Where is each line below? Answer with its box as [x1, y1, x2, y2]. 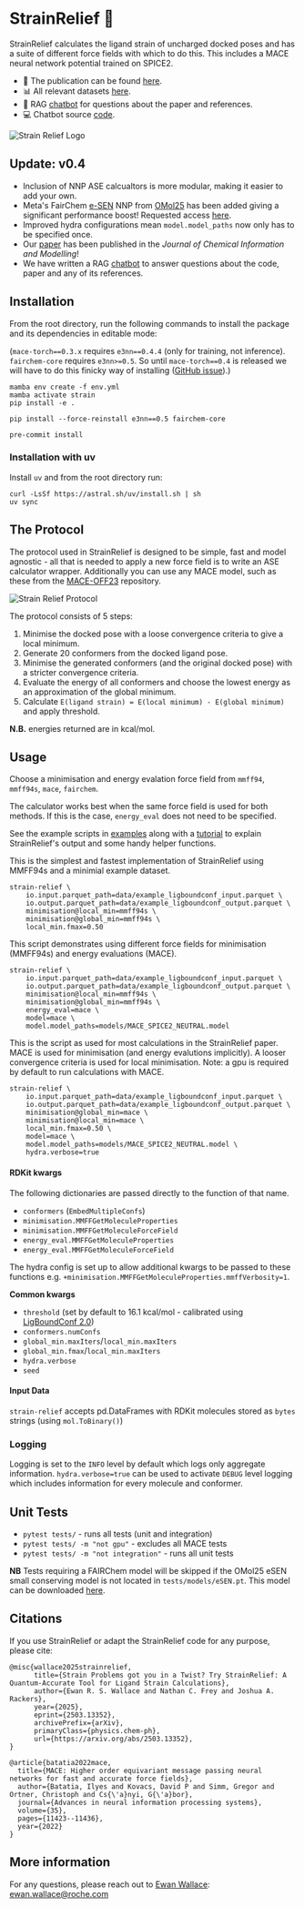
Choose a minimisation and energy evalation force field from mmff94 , [9, 774, 266, 785]
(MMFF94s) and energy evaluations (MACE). [9, 949, 177, 959]
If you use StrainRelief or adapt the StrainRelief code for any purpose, [9, 1635, 270, 1646]
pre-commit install [9, 430, 84, 440]
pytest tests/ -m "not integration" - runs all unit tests [22, 1548, 234, 1558]
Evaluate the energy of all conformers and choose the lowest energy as [22, 676, 291, 687]
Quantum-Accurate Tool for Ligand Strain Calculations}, [9, 1679, 230, 1688]
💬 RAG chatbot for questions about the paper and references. [22, 98, 253, 109]
